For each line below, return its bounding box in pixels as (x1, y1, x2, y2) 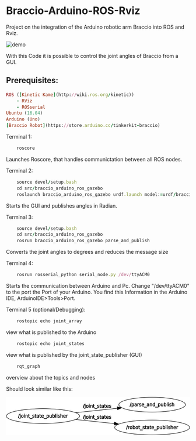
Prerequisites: (6, 75, 58, 85)
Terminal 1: (6, 133, 32, 140)
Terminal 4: (6, 260, 33, 267)
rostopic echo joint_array (16, 318, 82, 324)
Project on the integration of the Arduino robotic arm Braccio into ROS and (6, 23, 185, 30)
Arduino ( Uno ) (6, 116, 41, 122)
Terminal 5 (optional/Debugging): (6, 306, 86, 313)
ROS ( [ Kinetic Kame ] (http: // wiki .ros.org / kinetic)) (6, 92, 134, 98)
